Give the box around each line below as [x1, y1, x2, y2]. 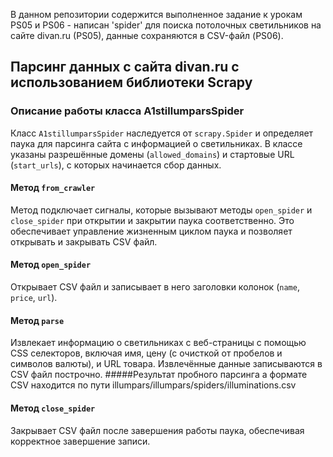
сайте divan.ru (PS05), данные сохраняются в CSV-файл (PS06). [10, 30, 284, 41]
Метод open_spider [10, 259, 92, 271]
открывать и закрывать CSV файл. [10, 235, 158, 248]
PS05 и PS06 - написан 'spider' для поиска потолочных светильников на [10, 19, 322, 31]
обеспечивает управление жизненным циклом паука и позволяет [10, 225, 293, 237]
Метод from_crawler [10, 182, 96, 194]
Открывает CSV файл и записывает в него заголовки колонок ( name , [10, 281, 300, 293]
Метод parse [10, 314, 65, 326]
